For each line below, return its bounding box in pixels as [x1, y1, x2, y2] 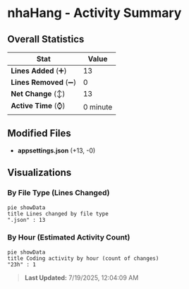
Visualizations [7, 167, 72, 179]
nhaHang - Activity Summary [7, 5, 182, 21]
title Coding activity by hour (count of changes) [7, 254, 159, 262]
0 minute [83, 102, 113, 112]
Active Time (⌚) [11, 101, 66, 110]
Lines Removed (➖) [11, 78, 76, 87]
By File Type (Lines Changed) [7, 188, 110, 198]
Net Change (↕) [11, 89, 66, 98]
